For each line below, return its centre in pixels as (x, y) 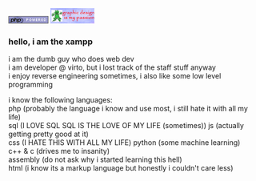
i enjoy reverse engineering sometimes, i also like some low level (115, 76)
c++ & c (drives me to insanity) (59, 151)
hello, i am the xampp (51, 42)
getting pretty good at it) (49, 134)
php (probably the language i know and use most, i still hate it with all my (128, 109)
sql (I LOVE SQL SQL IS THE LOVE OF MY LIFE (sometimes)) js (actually (126, 126)
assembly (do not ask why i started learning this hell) (95, 159)
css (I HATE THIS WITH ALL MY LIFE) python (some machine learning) (124, 143)
